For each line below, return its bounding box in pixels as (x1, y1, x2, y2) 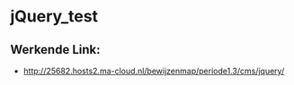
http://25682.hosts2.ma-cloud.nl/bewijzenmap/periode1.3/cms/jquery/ (22, 65, 285, 76)
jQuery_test (10, 6, 98, 27)
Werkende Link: (10, 42, 101, 57)
